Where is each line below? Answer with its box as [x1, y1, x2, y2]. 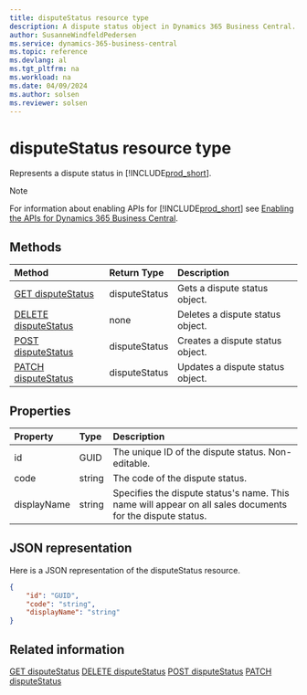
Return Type [109, 267, 164, 279]
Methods [9, 239, 62, 255]
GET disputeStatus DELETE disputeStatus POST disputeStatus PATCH [9, 666, 272, 677]
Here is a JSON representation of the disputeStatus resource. [9, 564, 240, 575]
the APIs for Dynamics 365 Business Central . [9, 213, 178, 224]
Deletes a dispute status [176, 308, 281, 321]
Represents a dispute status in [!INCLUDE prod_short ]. [9, 168, 212, 179]
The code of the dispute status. [112, 471, 247, 484]
